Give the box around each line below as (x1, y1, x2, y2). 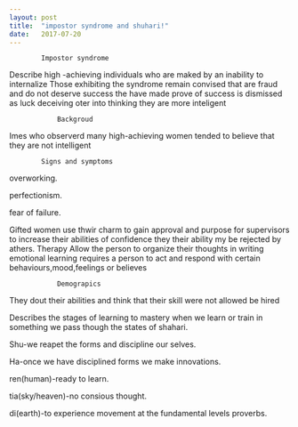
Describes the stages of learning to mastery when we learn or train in (9, 312, 263, 323)
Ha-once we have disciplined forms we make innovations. (9, 357, 221, 367)
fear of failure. (9, 207, 61, 218)
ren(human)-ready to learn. (9, 374, 109, 384)
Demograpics (56, 279, 101, 289)
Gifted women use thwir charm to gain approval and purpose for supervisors (9, 224, 290, 236)
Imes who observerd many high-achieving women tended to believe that (9, 131, 275, 141)
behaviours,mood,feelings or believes (9, 262, 148, 273)
